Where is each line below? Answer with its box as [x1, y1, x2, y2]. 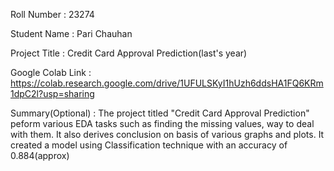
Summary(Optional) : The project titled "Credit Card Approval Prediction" [10, 107, 310, 119]
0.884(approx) [10, 150, 70, 161]
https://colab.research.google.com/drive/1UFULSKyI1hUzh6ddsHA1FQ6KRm [10, 77, 324, 89]
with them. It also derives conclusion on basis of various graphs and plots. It [10, 129, 325, 140]
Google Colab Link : [10, 67, 92, 78]
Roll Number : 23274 [10, 9, 95, 20]
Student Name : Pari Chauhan [10, 28, 133, 39]
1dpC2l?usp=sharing [10, 88, 95, 99]
